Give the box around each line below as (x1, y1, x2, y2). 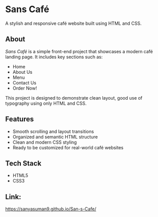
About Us (12, 69, 33, 75)
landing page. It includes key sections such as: (5, 54, 103, 60)
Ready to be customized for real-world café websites (12, 144, 124, 150)
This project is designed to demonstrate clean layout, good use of (5, 95, 143, 101)
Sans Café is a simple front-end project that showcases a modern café (5, 48, 153, 54)
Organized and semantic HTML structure (12, 134, 98, 140)
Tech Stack (5, 159, 42, 167)
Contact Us (12, 79, 36, 85)
